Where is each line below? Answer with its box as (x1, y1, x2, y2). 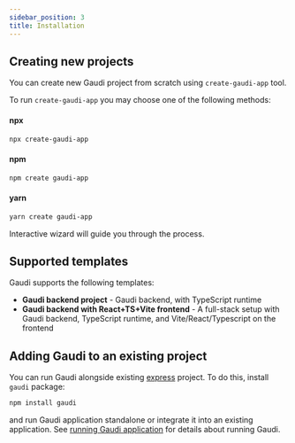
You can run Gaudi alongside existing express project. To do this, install (9, 372, 269, 383)
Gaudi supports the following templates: (9, 277, 155, 288)
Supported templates (9, 253, 129, 268)
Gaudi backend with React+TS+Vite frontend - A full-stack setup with (21, 304, 280, 315)
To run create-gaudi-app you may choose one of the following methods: (9, 95, 271, 105)
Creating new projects (9, 54, 134, 69)
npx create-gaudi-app (9, 135, 89, 144)
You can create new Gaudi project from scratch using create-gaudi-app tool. (9, 77, 287, 89)
